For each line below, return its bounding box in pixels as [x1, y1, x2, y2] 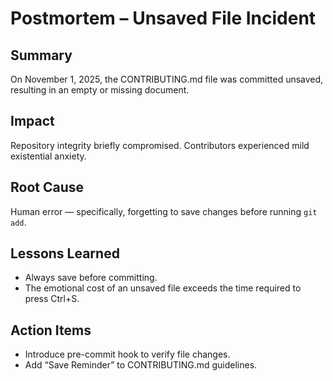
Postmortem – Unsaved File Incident [10, 7, 317, 30]
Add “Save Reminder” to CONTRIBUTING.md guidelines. [24, 359, 258, 371]
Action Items [10, 322, 92, 339]
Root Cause [10, 179, 85, 196]
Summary [10, 47, 73, 64]
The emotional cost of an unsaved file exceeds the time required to [24, 282, 302, 294]
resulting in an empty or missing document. [10, 84, 190, 96]
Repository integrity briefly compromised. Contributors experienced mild [10, 139, 310, 151]
